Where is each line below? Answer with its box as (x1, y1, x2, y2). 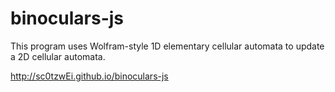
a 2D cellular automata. (10, 50, 106, 62)
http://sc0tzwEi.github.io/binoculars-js (10, 70, 169, 82)
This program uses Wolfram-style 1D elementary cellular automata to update (10, 40, 325, 52)
